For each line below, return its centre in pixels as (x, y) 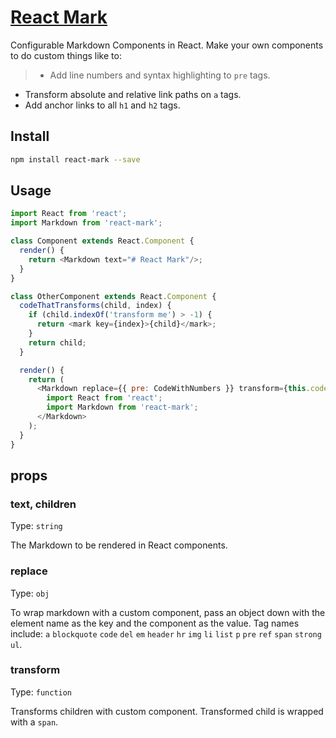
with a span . (34, 722)
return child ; (57, 342)
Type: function (41, 692)
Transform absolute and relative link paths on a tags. (133, 94)
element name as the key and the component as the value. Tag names (155, 623)
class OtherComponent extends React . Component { (113, 296)
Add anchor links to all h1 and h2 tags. (102, 105)
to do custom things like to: (66, 55)
